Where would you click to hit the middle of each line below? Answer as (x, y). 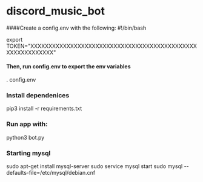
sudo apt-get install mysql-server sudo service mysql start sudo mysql (95, 166)
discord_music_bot (55, 11)
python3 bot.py (25, 137)
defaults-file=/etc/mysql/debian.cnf (51, 173)
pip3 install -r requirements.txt (44, 109)
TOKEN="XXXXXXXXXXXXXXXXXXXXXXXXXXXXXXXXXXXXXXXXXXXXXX (101, 46)
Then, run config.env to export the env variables (69, 66)
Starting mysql (28, 153)
